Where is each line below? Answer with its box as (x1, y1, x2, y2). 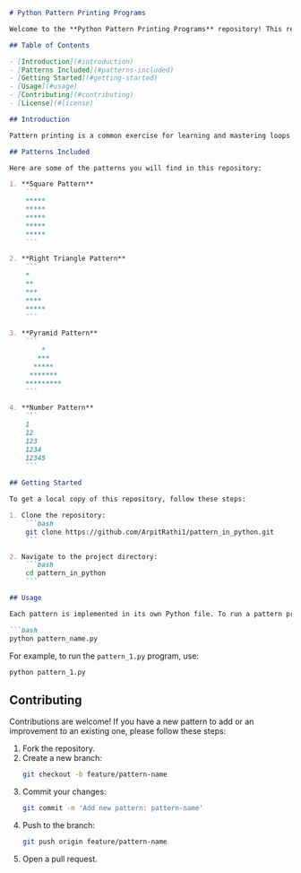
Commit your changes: (21, 786, 107, 798)
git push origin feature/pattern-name (21, 837, 168, 846)
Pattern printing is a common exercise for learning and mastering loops (9, 131, 291, 140)
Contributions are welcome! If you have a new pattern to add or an (9, 716, 254, 727)
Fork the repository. (21, 743, 96, 754)
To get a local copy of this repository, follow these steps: (9, 494, 246, 504)
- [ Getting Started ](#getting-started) (9, 74, 159, 83)
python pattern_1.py (9, 668, 87, 677)
